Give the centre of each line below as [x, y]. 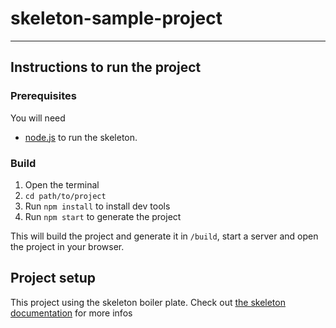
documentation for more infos [71, 313]
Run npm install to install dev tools [97, 206]
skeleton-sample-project [116, 18]
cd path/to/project [65, 196]
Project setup [53, 278]
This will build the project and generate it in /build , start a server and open [164, 236]
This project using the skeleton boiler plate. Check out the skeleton [148, 302]
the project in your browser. [67, 246]
